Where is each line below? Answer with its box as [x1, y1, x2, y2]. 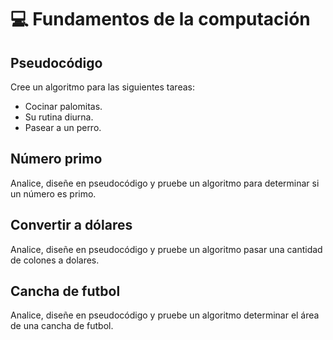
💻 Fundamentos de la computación [10, 8, 311, 31]
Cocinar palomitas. [24, 101, 103, 112]
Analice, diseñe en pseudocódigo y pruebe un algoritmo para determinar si [10, 177, 320, 189]
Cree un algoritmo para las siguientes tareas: [10, 81, 195, 93]
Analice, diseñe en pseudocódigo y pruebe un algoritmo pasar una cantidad [10, 243, 323, 255]
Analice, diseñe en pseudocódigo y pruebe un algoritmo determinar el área [10, 309, 320, 321]
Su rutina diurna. [24, 111, 94, 123]
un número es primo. [10, 187, 97, 200]
